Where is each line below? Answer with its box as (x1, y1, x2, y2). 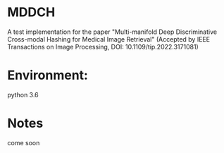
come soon (7, 138, 40, 147)
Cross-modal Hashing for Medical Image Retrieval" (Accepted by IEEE (7, 35, 210, 43)
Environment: (7, 68, 88, 83)
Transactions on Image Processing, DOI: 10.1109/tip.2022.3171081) (7, 42, 199, 51)
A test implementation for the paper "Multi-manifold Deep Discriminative (7, 27, 217, 36)
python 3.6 (7, 90, 39, 99)
